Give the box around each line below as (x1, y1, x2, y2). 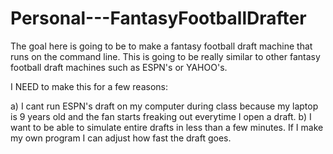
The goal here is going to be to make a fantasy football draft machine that (10, 40, 313, 52)
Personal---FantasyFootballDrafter (10, 7, 307, 30)
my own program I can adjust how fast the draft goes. (10, 132, 232, 144)
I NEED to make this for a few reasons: (10, 80, 168, 92)
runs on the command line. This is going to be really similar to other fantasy (10, 50, 321, 62)
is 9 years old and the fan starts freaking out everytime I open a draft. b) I (10, 110, 312, 122)
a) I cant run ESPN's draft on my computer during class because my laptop (10, 100, 319, 112)
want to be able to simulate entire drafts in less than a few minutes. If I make (10, 121, 324, 133)
